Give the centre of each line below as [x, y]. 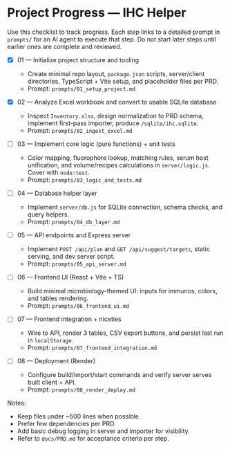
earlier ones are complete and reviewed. [65, 46]
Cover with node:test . [59, 173]
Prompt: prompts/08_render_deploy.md [82, 390]
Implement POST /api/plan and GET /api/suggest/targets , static [119, 249]
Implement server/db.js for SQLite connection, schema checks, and [125, 207]
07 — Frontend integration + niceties [69, 319]
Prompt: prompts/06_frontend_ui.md [78, 306]
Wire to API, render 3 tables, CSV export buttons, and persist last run [125, 333]
